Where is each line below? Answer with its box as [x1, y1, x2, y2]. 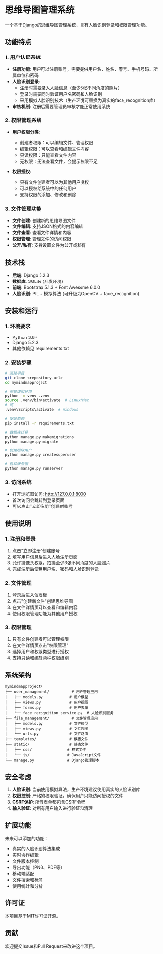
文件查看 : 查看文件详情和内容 [12, 230, 72, 236]
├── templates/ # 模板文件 [5, 737, 89, 742]
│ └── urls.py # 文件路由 [5, 731, 89, 736]
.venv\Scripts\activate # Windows [5, 407, 79, 412]
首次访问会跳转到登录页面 [12, 497, 65, 503]
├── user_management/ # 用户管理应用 [5, 689, 98, 694]
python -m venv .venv [5, 393, 50, 398]
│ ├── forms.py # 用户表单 [5, 705, 89, 710]
